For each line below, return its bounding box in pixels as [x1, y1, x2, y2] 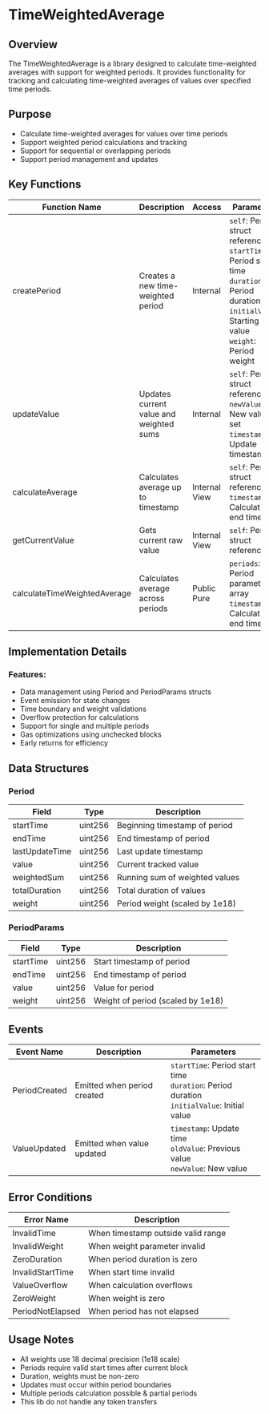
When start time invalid [87, 1267, 175, 1278]
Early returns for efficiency [19, 738, 109, 748]
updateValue [12, 408, 60, 419]
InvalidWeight [12, 1240, 64, 1251]
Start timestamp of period [93, 956, 191, 968]
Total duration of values [116, 885, 206, 895]
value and [139, 408, 176, 419]
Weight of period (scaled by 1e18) [93, 996, 224, 1007]
